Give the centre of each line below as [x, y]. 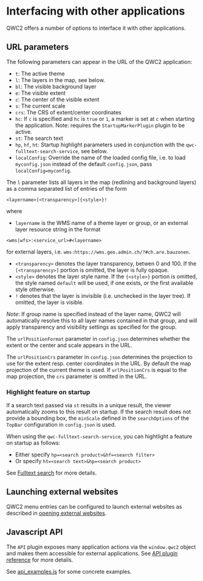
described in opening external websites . [57, 513]
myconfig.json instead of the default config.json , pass [84, 164]
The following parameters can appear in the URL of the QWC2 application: [99, 61]
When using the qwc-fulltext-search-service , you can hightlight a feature [99, 436]
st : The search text [39, 138]
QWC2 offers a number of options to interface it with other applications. [96, 28]
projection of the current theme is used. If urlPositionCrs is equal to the [97, 370]
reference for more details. [40, 560]
